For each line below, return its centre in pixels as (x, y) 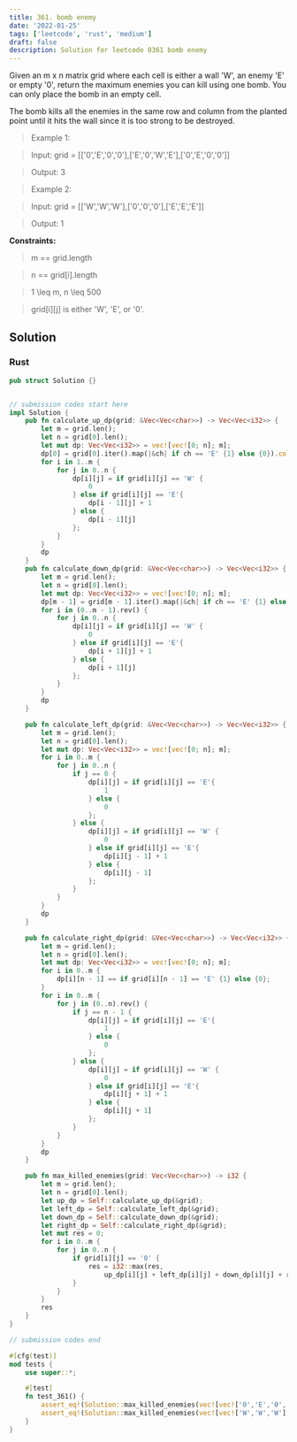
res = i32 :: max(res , (126, 1266)
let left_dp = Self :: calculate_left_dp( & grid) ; (130, 1208)
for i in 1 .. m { (71, 462)
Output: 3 (48, 173)
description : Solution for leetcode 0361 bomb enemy (108, 50)
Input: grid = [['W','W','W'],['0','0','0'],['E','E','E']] (118, 207)
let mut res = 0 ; (72, 1234)
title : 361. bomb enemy (53, 17)
